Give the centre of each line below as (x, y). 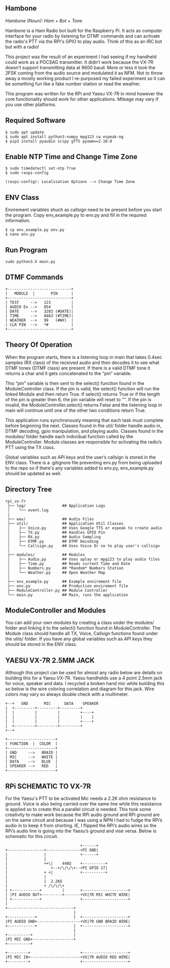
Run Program (26, 250)
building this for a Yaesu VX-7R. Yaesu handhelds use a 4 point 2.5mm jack (84, 678)
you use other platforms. (31, 104)
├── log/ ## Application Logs (56, 506)
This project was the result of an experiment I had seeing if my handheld (81, 57)
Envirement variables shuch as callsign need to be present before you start (84, 210)
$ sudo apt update (25, 132)
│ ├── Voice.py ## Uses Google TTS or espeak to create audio (85, 528)
